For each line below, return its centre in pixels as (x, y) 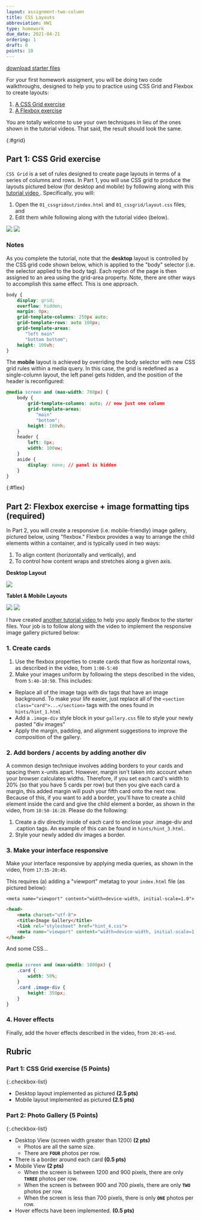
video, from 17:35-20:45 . (37, 870)
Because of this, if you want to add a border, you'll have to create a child (96, 797)
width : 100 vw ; (45, 449)
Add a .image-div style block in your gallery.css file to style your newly (104, 718)
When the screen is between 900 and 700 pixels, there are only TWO (107, 1185)
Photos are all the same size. (59, 1147)
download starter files (33, 68)
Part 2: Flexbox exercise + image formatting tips (98, 507)
